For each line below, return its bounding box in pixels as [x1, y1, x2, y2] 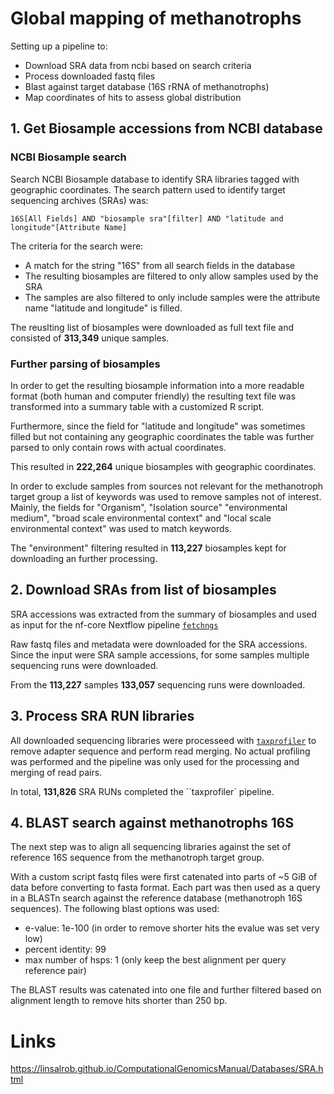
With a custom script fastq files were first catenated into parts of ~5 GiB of [10, 871, 318, 883]
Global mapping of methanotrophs [10, 7, 302, 30]
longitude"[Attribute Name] [10, 222, 128, 232]
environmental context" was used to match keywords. [10, 522, 232, 534]
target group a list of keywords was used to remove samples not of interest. [10, 490, 322, 502]
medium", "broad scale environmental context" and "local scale [10, 512, 272, 524]
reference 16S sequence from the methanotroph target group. [10, 852, 265, 864]
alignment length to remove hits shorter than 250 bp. [10, 995, 228, 1007]
